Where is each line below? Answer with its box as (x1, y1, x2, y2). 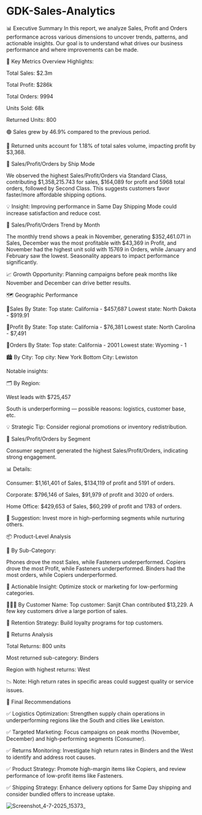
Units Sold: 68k (6, 104, 45, 112)
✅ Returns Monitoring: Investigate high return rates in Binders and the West (6, 746, 194, 754)
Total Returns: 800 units (6, 642, 66, 649)
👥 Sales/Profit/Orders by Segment (6, 435, 90, 442)
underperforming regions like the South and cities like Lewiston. (6, 716, 165, 724)
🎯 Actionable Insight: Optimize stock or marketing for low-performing (6, 583, 178, 590)
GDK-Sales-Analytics (6, 4, 116, 18)
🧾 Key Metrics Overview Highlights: (6, 57, 94, 65)
